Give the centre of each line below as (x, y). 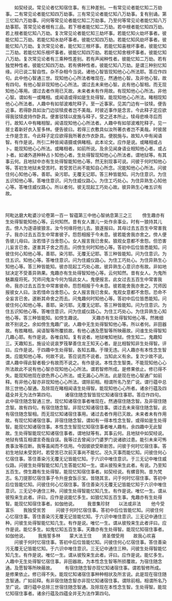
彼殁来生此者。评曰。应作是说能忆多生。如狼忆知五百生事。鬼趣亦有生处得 (84, 497)
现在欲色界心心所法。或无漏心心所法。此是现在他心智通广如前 (97, 375)
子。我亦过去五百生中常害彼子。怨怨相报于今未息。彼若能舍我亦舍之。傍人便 (86, 234)
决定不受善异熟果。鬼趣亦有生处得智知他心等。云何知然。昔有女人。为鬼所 (88, 273)
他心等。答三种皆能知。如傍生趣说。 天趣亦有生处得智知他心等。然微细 (84, 318)
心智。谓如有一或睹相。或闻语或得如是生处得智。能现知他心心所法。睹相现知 (86, 97)
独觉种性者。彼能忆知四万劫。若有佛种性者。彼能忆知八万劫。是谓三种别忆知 (86, 65)
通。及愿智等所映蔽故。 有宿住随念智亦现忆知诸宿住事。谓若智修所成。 (84, 568)
